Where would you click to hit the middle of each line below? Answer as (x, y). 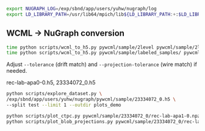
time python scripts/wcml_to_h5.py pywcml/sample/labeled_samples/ (94, 53)
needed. (17, 71)
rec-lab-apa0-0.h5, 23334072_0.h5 (51, 82)
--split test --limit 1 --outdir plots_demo (64, 105)
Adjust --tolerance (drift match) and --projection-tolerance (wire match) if (102, 64)
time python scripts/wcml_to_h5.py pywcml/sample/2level (80, 47)
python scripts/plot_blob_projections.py (60, 121)
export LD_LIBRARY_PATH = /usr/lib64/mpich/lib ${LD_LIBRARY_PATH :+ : (92, 14)
